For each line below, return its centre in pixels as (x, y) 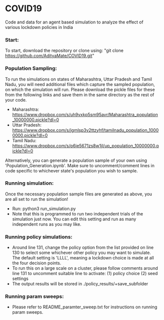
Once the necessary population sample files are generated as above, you (79, 194)
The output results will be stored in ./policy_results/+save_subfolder (80, 284)
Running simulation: (29, 183)
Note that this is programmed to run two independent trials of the (78, 213)
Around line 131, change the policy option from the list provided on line (83, 248)
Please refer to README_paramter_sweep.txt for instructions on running (85, 307)
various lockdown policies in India (39, 27)
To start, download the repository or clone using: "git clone (64, 51)
